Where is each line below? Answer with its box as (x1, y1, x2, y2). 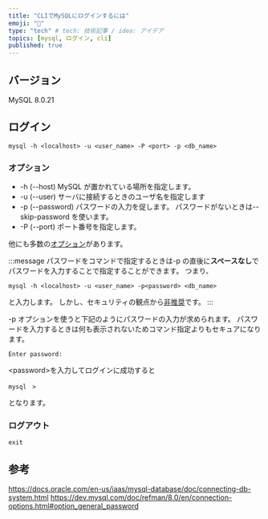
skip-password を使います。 (19, 212, 114, 221)
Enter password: (8, 351, 63, 359)
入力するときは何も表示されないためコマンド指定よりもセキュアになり (29, 324, 262, 334)
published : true (8, 42, 63, 50)
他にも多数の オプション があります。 (8, 239, 128, 249)
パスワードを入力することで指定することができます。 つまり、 (8, 266, 213, 276)
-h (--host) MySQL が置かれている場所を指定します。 (19, 182, 196, 192)
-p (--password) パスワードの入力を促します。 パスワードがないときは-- (19, 202, 259, 212)
